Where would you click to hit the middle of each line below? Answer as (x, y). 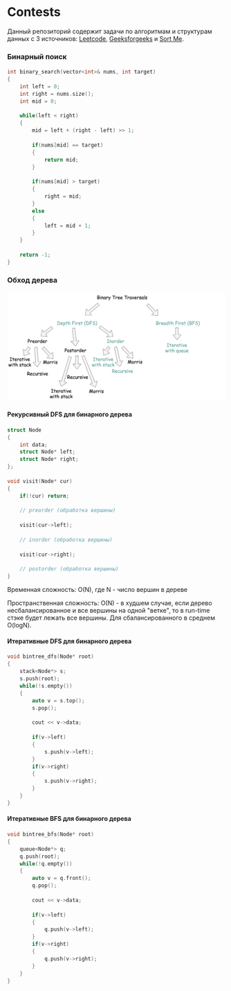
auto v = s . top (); (58, 701)
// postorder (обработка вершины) (69, 569)
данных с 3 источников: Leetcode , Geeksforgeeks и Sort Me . (96, 38)
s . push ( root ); (40, 679)
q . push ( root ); (40, 856)
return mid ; (61, 160)
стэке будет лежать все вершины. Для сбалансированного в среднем (111, 618)
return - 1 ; (35, 255)
